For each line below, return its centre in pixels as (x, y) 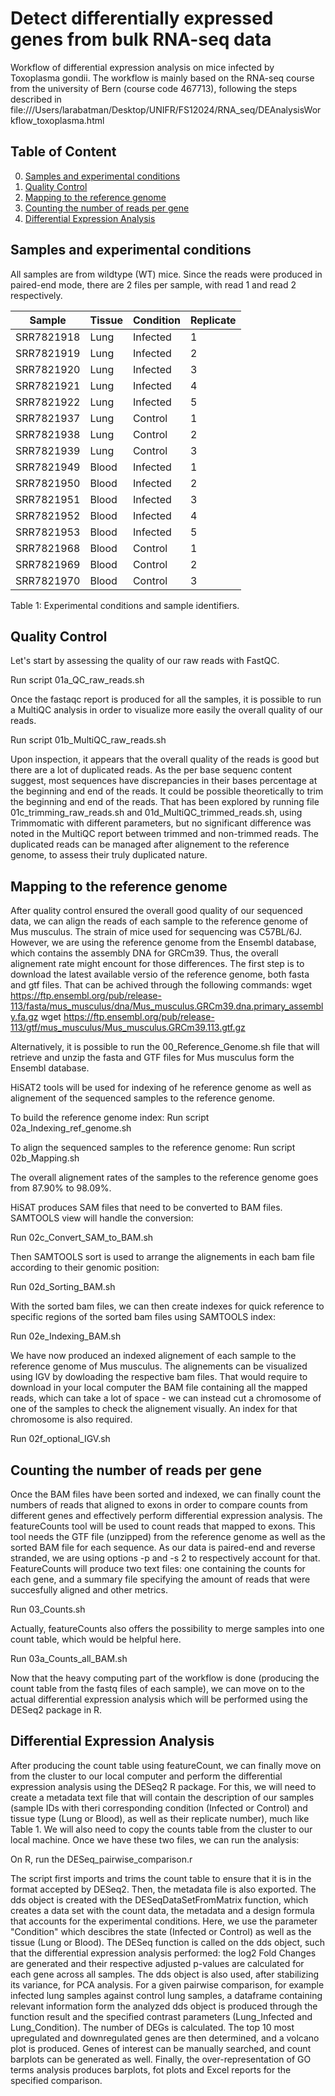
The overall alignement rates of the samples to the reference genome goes (164, 1178)
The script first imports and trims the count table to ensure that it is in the (161, 1878)
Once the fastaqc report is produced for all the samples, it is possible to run (166, 699)
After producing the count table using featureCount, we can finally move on (166, 1765)
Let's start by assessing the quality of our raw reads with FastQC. (145, 661)
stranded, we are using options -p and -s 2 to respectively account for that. (165, 1558)
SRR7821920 (48, 369)
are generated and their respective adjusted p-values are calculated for (157, 1963)
